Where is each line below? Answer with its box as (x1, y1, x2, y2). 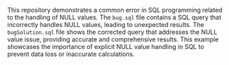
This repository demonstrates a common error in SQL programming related (7, 6, 223, 14)
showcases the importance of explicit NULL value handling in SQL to (7, 43, 205, 50)
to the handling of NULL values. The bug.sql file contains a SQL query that (7, 13, 222, 21)
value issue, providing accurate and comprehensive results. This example (7, 35, 219, 44)
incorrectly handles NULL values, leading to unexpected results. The (7, 21, 205, 28)
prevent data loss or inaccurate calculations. (7, 50, 135, 58)
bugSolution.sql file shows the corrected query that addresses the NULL (7, 28, 218, 36)
